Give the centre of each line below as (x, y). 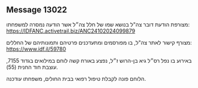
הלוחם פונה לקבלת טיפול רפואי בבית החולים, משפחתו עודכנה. (76, 78)
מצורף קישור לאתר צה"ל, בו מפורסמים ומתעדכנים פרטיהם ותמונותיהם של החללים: (99, 42)
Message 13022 (37, 10)
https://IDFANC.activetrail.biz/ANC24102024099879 (71, 31)
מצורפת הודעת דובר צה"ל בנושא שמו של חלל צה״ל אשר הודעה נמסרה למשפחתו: (98, 24)
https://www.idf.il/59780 (36, 49)
